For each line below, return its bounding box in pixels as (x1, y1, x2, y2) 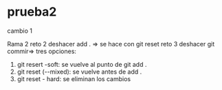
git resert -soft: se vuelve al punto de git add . (16, 60, 147, 68)
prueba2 (7, 4, 57, 20)
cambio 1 (7, 27, 33, 35)
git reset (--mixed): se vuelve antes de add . (16, 67, 142, 76)
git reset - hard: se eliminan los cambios (16, 74, 131, 82)
